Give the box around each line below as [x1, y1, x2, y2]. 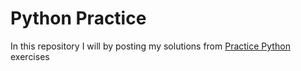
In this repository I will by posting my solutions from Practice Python [10, 40, 291, 52]
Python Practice [10, 7, 147, 30]
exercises [10, 50, 50, 62]
